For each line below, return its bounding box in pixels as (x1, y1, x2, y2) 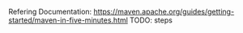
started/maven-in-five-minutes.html (8, 15, 128, 25)
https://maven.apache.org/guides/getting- (93, 7, 235, 16)
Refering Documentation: (8, 7, 92, 16)
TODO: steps (129, 15, 173, 25)
